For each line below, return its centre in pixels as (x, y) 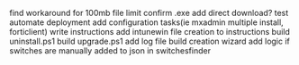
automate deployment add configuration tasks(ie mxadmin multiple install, (146, 22)
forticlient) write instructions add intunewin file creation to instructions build (150, 32)
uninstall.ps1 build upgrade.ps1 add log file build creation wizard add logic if (150, 41)
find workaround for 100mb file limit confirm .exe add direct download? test (149, 13)
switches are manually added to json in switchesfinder (110, 51)
